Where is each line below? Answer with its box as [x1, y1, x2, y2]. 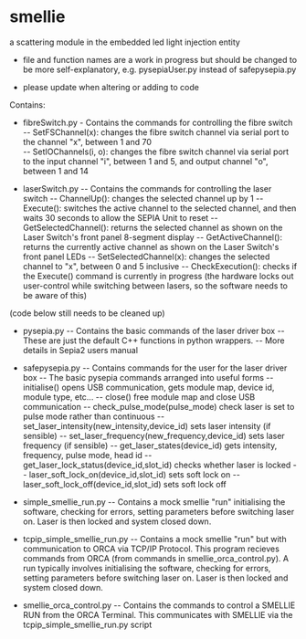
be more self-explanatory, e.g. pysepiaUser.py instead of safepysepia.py [22, 64, 297, 75]
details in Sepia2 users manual [22, 344, 139, 355]
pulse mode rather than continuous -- [22, 411, 165, 422]
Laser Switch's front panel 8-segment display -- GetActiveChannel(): [22, 231, 283, 243]
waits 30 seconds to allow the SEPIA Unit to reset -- [22, 212, 218, 223]
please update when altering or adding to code [22, 81, 199, 92]
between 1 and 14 [22, 165, 90, 176]
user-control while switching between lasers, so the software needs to [22, 280, 288, 291]
